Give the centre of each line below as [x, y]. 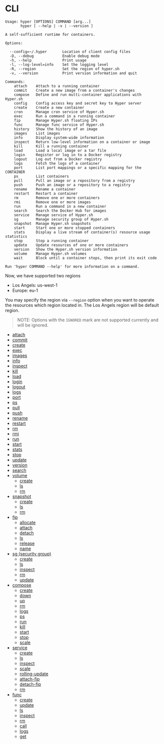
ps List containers [41, 176]
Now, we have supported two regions [43, 276]
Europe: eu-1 [25, 290]
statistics [16, 236]
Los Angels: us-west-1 [35, 285]
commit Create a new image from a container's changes [74, 90]
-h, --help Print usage [48, 60]
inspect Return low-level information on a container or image [82, 142]
